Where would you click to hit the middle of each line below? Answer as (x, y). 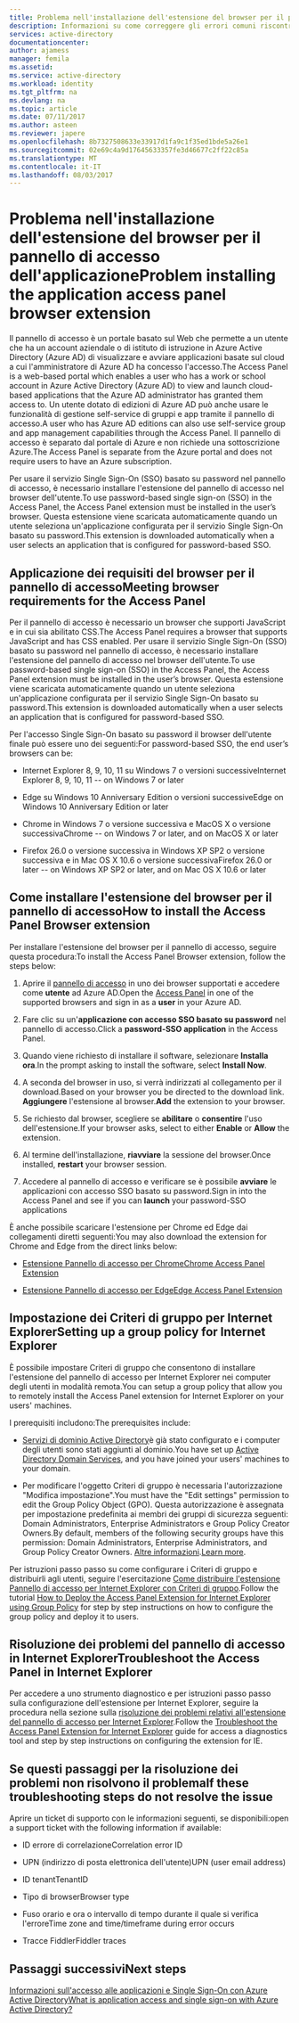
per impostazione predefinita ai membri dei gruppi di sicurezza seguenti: (155, 1514)
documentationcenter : (49, 42)
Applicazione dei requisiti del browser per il (132, 573)
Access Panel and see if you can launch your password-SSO (134, 1200)
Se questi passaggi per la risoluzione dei (124, 1769)
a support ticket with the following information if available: (116, 1828)
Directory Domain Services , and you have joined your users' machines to (156, 1459)
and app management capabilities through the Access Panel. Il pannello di (145, 433)
